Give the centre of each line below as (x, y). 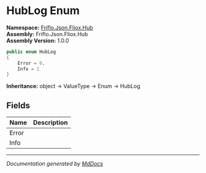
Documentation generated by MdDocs (55, 164)
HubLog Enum (43, 11)
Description (51, 123)
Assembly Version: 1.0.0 (38, 40)
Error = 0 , (31, 63)
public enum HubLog (31, 52)
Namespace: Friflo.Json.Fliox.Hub (50, 28)
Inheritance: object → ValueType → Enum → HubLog (73, 86)
